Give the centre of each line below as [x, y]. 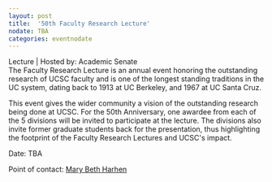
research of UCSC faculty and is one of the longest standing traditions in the [136, 79]
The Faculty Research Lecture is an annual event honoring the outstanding [133, 71]
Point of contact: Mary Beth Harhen [68, 169]
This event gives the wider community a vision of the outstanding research [133, 103]
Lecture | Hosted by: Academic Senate [73, 62]
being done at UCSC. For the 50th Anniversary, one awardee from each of [133, 112]
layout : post [30, 16]
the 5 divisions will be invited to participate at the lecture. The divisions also [135, 121]
